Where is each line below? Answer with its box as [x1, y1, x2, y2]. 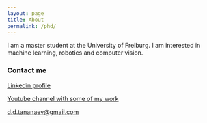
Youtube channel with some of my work [7, 94, 119, 102]
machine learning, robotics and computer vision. [7, 49, 143, 57]
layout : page [7, 10, 44, 17]
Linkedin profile [7, 81, 51, 90]
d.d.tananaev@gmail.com [7, 107, 79, 116]
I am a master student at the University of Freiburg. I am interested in [7, 42, 201, 50]
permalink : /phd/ [7, 23, 57, 29]
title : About [7, 16, 44, 23]
